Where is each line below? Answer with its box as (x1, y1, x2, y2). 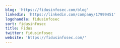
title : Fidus (5, 26, 33, 31)
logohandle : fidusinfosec (5, 16, 59, 21)
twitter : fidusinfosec (5, 30, 53, 35)
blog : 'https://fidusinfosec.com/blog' (5, 7, 89, 12)
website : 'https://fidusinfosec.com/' (5, 35, 87, 40)
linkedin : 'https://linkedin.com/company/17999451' (5, 12, 116, 17)
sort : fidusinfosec (5, 21, 46, 26)
